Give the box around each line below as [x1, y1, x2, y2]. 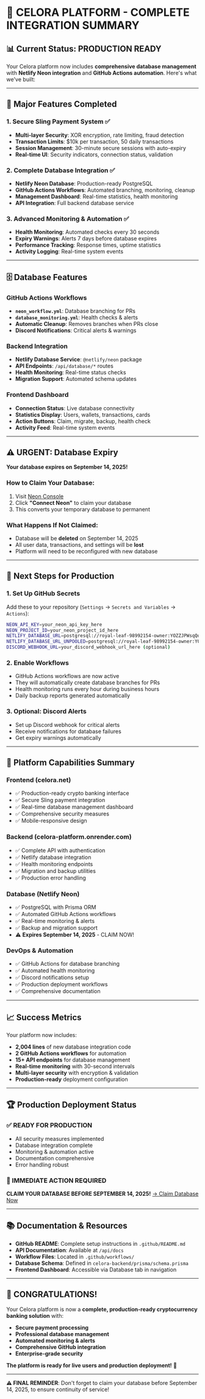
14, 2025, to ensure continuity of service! [6, 1386, 110, 1393]
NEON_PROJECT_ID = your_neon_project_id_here [6, 627, 119, 634]
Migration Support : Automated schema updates [15, 375, 137, 383]
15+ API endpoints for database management [15, 1056, 131, 1064]
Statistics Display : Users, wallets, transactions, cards [15, 411, 151, 418]
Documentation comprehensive [15, 1154, 95, 1162]
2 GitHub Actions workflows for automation [15, 1050, 127, 1057]
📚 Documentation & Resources [6, 1221, 128, 1231]
